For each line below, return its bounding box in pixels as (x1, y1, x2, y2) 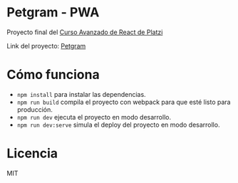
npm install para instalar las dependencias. (16, 90, 147, 98)
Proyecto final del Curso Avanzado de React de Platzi (6, 28, 163, 36)
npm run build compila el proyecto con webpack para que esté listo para (16, 98, 231, 106)
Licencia (6, 145, 58, 162)
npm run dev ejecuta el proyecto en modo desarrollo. (16, 113, 172, 121)
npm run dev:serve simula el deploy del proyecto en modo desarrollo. (16, 120, 220, 129)
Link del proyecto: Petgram (6, 41, 86, 50)
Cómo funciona (6, 67, 100, 83)
